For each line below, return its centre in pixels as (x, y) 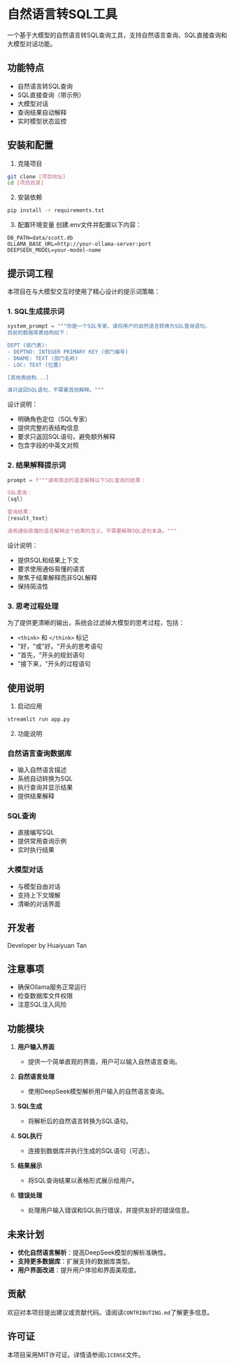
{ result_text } (28, 519)
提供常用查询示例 (42, 841)
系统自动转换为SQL (45, 779)
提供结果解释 (36, 796)
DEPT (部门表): (28, 346)
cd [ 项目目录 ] (25, 183)
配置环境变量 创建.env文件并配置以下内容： (79, 225)
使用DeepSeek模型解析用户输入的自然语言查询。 (98, 1092)
